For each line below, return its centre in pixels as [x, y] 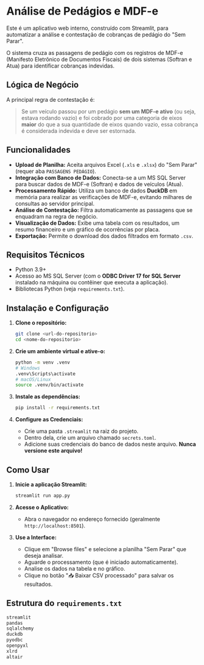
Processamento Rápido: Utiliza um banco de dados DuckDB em [96, 191]
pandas [15, 623]
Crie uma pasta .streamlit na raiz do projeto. [81, 431]
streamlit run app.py [42, 496]
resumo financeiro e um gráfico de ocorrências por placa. [87, 229]
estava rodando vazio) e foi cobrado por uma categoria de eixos [102, 118]
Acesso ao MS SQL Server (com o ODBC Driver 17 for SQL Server [98, 276]
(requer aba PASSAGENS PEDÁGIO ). [55, 171]
